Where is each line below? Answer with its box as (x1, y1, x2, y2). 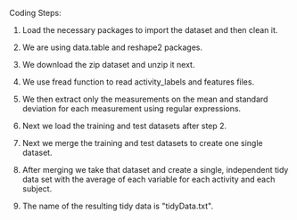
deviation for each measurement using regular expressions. (21, 103, 242, 114)
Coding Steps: (9, 8, 62, 18)
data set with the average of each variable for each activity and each (21, 174, 276, 184)
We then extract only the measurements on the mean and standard (21, 94, 268, 104)
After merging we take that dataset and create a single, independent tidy (21, 165, 289, 175)
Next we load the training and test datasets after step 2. (21, 120, 227, 131)
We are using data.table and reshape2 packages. (21, 42, 203, 53)
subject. (21, 183, 53, 194)
